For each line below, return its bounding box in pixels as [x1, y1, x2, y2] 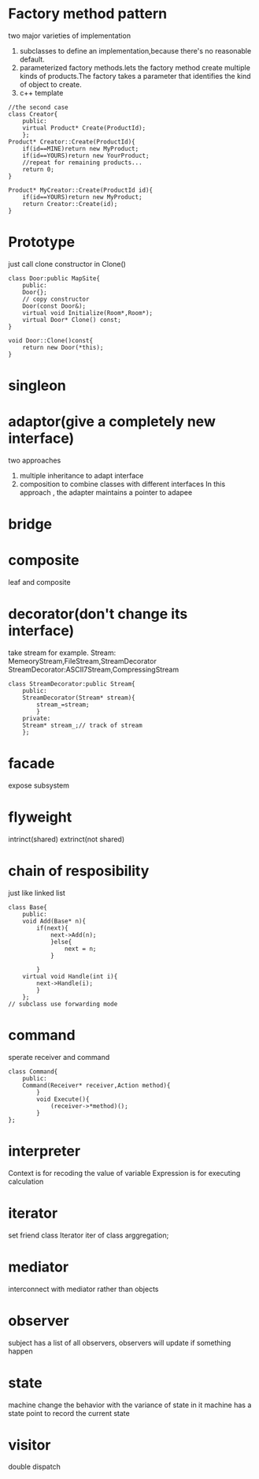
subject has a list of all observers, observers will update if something [8, 1338, 231, 1347]
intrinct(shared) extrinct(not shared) [8, 834, 125, 844]
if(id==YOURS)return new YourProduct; [22, 152, 150, 159]
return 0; [22, 165, 55, 174]
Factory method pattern [8, 5, 168, 23]
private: [22, 715, 51, 723]
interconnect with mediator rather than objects [8, 1284, 159, 1294]
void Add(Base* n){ [22, 917, 87, 925]
